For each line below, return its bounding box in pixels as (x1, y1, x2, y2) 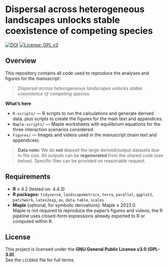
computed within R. (12, 218, 53, 224)
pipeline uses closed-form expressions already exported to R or (12, 213, 145, 219)
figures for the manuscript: (5, 75, 61, 82)
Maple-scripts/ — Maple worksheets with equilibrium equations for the (12, 121, 160, 127)
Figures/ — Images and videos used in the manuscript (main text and (12, 132, 157, 138)
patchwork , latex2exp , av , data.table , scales (12, 197, 104, 203)
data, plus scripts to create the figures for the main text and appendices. (12, 116, 163, 122)
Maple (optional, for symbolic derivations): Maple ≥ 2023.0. (12, 202, 137, 208)
